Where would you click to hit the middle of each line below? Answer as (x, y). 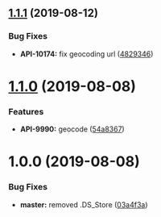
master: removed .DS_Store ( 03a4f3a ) (84, 204)
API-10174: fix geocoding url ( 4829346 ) (87, 54)
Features (26, 111)
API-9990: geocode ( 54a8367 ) (72, 129)
